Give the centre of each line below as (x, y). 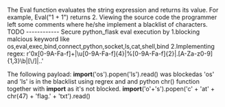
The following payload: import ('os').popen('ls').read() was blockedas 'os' (111, 74)
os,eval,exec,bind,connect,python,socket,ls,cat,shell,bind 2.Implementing (111, 46)
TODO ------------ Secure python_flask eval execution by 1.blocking (104, 32)
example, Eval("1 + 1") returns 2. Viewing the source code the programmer (112, 17)
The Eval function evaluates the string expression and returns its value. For (113, 10)
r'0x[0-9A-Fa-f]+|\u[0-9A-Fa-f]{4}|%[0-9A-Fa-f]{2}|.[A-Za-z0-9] (120, 53)
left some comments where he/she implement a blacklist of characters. (107, 24)
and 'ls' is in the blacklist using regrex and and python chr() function (104, 81)
